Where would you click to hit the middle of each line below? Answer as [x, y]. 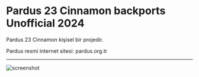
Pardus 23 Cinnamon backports [86, 11]
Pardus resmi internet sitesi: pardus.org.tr [57, 51]
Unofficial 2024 [45, 23]
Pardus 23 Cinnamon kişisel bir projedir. [55, 39]
